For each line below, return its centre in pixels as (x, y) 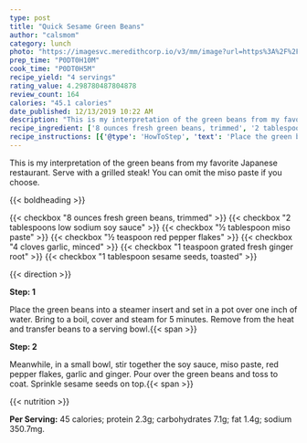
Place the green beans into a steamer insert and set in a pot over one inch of (153, 309)
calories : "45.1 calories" (61, 103)
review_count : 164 (44, 94)
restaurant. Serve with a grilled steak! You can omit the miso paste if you (146, 172)
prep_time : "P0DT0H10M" (55, 60)
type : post (30, 18)
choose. (25, 182)
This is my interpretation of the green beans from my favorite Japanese (144, 163)
